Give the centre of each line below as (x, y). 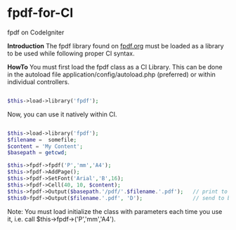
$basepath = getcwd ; (38, 153)
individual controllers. (39, 81)
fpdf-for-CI (40, 13)
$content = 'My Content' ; (45, 146)
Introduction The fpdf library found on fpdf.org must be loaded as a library (116, 46)
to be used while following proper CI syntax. (71, 53)
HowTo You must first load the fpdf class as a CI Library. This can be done (115, 67)
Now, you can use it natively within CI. (62, 114)
